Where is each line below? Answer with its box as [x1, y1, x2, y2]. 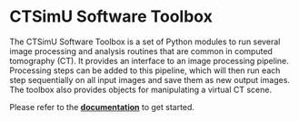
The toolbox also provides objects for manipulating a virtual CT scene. [9, 84, 273, 95]
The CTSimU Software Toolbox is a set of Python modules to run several [9, 36, 281, 47]
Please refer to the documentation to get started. [9, 101, 195, 112]
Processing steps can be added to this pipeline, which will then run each [9, 65, 281, 76]
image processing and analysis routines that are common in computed [9, 45, 273, 56]
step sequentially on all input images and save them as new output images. [9, 74, 291, 85]
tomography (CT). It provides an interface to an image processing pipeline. [9, 55, 289, 66]
